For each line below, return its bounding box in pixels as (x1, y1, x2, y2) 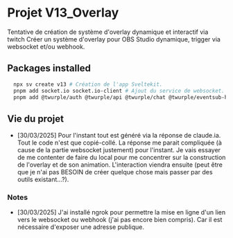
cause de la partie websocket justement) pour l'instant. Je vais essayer (17, 146, 221, 154)
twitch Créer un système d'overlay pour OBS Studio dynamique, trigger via (7, 35, 221, 43)
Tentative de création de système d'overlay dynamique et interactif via (7, 28, 209, 36)
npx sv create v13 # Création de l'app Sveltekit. (13, 81, 163, 88)
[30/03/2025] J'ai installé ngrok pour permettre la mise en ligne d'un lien (17, 208, 226, 217)
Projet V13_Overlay (7, 5, 119, 21)
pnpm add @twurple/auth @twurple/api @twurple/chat (13, 93, 166, 101)
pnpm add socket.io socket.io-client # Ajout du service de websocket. (13, 87, 225, 94)
